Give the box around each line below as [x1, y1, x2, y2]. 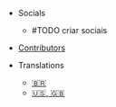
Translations [17, 60, 65, 70]
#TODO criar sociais [31, 25, 108, 35]
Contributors [17, 42, 66, 53]
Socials [17, 8, 46, 18]
